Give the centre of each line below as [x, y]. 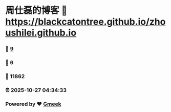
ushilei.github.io [41, 33]
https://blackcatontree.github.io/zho [85, 22]
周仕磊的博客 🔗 [36, 11]
